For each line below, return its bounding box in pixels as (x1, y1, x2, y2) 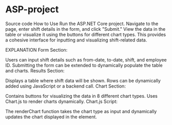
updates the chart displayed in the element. (5, 114, 98, 120)
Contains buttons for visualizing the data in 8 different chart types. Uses (5, 93, 158, 99)
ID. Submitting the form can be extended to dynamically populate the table (5, 62, 163, 68)
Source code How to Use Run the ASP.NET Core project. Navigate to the (5, 20, 159, 27)
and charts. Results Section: (5, 68, 65, 74)
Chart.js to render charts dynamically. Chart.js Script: (5, 98, 118, 105)
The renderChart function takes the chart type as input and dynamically (5, 108, 157, 114)
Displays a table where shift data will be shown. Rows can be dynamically (5, 77, 161, 84)
